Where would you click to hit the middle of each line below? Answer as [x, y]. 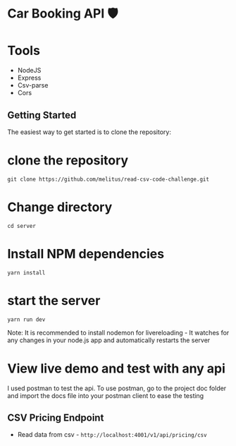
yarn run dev [26, 319]
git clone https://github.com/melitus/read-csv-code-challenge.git [108, 179]
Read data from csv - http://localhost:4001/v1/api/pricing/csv [112, 435]
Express [29, 78]
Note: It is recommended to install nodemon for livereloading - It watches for [118, 332]
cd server [22, 226]
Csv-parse [33, 85]
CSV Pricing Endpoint [56, 418]
